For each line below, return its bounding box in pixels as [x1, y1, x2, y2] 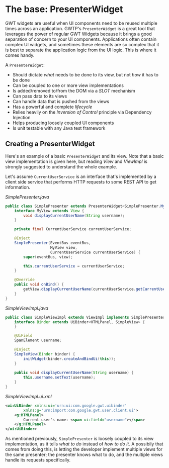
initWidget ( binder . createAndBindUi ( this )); [23, 356, 116, 361]
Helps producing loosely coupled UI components [12, 120, 114, 126]
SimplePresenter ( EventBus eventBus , [14, 240, 92, 245]
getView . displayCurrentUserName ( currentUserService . [23, 287, 136, 292]
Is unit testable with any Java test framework [12, 125, 106, 131]
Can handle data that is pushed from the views [12, 98, 110, 104]
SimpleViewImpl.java [5, 305, 49, 311]
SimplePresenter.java [5, 194, 49, 200]
